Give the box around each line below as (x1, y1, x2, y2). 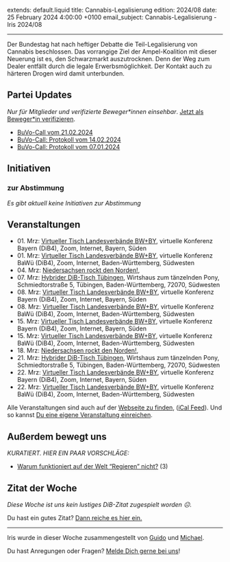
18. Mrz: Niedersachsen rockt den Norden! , (16, 346, 139, 355)
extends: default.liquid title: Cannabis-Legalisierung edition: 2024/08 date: (7, 6, 218, 14)
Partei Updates (7, 89, 72, 101)
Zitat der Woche (7, 482, 77, 494)
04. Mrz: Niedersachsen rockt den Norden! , (16, 266, 140, 274)
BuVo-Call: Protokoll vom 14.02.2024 (16, 135, 121, 144)
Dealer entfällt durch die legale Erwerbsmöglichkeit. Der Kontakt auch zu (7, 62, 212, 70)
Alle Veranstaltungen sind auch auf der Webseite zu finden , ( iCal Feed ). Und (7, 403, 222, 412)
